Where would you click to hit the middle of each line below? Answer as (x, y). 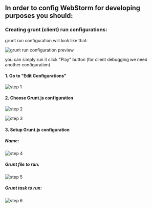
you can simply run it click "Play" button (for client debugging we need (76, 59)
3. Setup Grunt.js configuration (37, 130)
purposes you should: (39, 16)
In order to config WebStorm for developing (73, 8)
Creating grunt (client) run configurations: (56, 30)
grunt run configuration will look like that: (46, 40)
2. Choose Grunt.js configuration (39, 98)
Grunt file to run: (22, 164)
